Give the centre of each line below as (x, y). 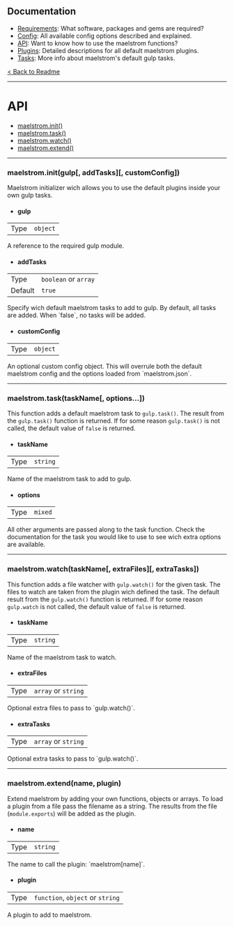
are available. (26, 545)
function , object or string (77, 897)
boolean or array (68, 279)
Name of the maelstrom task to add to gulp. (70, 479)
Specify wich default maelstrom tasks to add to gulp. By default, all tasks (112, 308)
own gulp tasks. (30, 196)
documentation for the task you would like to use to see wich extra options (114, 537)
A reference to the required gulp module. (66, 246)
